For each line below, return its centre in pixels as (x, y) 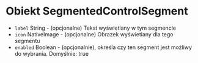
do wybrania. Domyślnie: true (52, 53)
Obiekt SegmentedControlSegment (97, 11)
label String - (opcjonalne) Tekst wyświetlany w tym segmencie (95, 28)
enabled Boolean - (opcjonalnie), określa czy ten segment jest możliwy (103, 47)
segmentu (27, 41)
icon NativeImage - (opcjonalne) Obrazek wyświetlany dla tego (94, 34)
